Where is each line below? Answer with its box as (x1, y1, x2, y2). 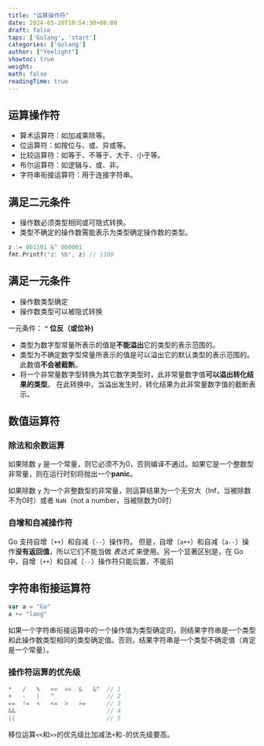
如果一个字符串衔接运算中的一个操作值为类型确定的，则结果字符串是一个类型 (8, 626, 256, 635)
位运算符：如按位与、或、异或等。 (19, 141, 130, 150)
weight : (8, 63, 34, 71)
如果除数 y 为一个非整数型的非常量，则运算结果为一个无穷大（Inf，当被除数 (8, 486, 251, 496)
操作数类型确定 (19, 297, 68, 306)
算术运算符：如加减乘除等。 (19, 131, 110, 140)
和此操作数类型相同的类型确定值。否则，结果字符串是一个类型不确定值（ (8, 635, 242, 645)
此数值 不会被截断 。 (19, 360, 82, 369)
